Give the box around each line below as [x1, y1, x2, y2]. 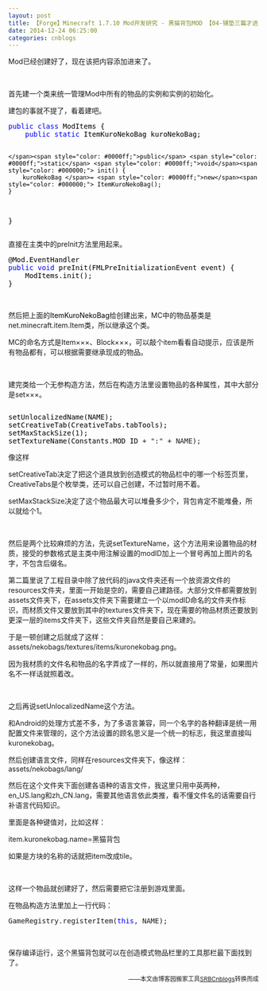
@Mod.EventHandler [8, 256, 80, 264]
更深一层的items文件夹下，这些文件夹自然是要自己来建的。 [8, 615, 200, 625]
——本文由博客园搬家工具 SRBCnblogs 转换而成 [128, 975, 259, 984]
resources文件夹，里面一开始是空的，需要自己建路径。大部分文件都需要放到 [8, 586, 257, 595]
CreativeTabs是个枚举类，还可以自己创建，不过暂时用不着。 [8, 480, 204, 489]
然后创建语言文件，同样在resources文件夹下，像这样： [8, 755, 188, 765]
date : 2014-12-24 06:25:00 [8, 26, 98, 34]
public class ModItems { [8, 122, 105, 131]
